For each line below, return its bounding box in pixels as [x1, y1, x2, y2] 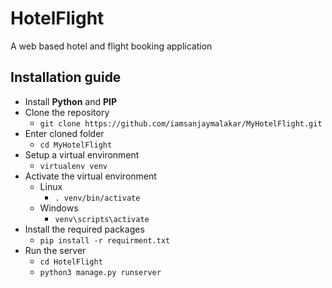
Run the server [24, 244, 87, 256]
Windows [39, 202, 79, 214]
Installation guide [10, 69, 122, 86]
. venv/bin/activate [54, 193, 141, 203]
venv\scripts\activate [54, 214, 150, 224]
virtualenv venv [39, 161, 108, 171]
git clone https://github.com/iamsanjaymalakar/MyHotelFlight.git [39, 118, 323, 129]
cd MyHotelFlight [39, 140, 113, 150]
